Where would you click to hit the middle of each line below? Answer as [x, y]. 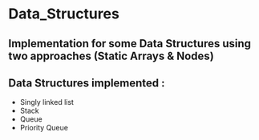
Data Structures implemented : [87, 83]
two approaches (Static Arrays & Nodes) [111, 56]
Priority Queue [44, 128]
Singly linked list [47, 102]
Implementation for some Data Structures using [129, 44]
